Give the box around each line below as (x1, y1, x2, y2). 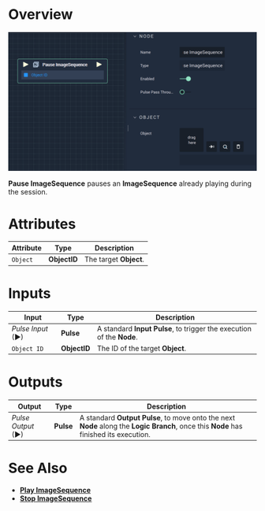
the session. (8, 187, 48, 197)
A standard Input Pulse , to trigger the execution (97, 324, 252, 334)
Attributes (8, 215, 77, 233)
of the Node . (97, 332, 138, 342)
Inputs (8, 284, 51, 302)
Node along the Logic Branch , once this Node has (79, 421, 243, 431)
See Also (8, 459, 68, 477)
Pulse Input (11, 324, 49, 334)
